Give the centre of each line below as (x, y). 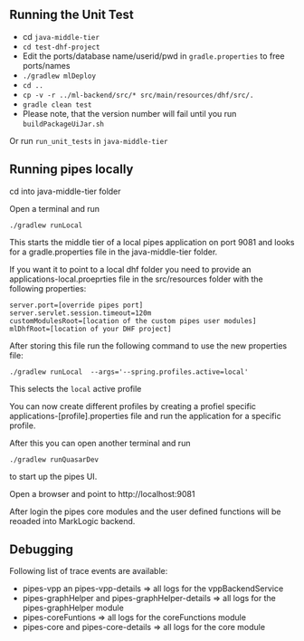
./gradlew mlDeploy (59, 76)
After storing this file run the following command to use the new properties (148, 345)
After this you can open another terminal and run (100, 443)
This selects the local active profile (76, 388)
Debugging (42, 550)
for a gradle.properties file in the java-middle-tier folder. (114, 252)
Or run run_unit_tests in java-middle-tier (89, 140)
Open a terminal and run (55, 208)
